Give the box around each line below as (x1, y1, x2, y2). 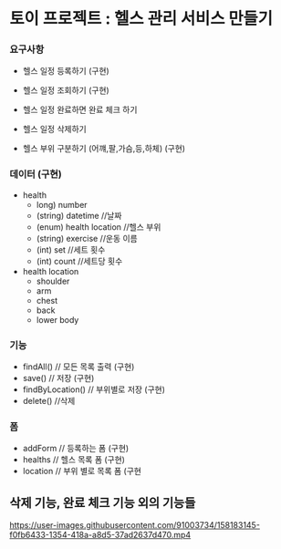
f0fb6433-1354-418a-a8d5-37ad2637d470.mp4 (9, 530, 192, 541)
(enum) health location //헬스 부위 (36, 221, 161, 233)
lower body (36, 314, 79, 325)
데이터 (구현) (9, 168, 62, 181)
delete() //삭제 (22, 396, 76, 407)
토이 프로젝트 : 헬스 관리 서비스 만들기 (9, 8, 274, 29)
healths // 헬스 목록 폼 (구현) (22, 454, 126, 465)
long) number (36, 199, 88, 210)
